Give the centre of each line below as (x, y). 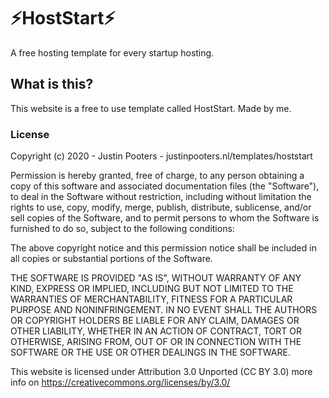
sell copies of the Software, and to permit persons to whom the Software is (165, 218)
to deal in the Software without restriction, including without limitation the (161, 197)
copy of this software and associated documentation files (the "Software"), (165, 186)
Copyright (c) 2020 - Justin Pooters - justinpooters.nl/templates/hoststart (161, 156)
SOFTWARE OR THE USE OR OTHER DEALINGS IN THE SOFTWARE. (150, 352)
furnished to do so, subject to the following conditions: (122, 229)
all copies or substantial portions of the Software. (111, 259)
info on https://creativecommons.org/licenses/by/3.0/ (120, 382)
